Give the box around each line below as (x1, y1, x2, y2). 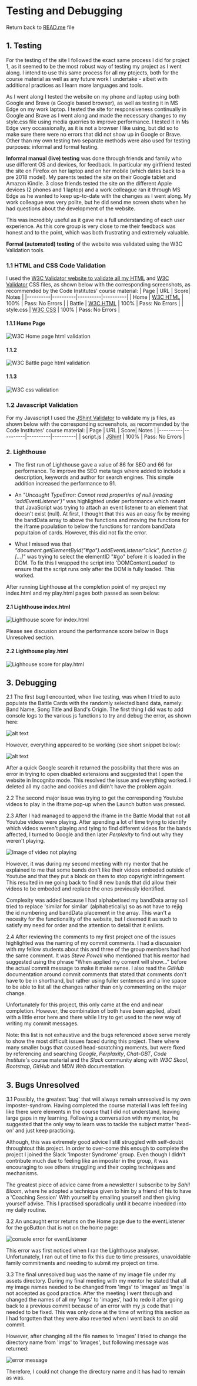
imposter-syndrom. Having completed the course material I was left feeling (6, 1102, 188, 1109)
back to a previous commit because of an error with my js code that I (6, 1302, 173, 1309)
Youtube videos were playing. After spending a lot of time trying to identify (6, 818, 187, 826)
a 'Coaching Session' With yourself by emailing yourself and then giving (6, 1194, 181, 1201)
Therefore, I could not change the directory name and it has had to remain (6, 1368, 185, 1375)
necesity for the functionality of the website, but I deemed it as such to (6, 915, 178, 922)
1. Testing (6, 41, 42, 51)
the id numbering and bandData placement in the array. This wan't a (6, 909, 171, 917)
